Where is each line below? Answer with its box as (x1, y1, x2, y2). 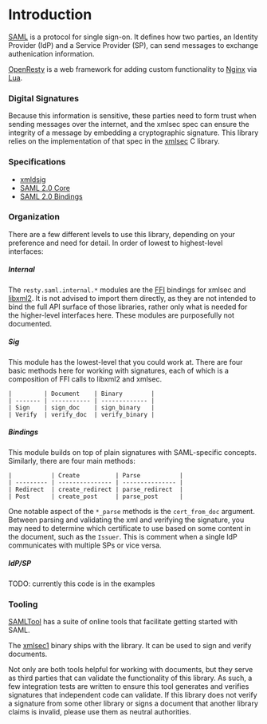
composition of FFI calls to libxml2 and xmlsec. (8, 374, 162, 384)
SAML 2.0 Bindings (19, 192, 83, 201)
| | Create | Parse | (8, 471, 183, 480)
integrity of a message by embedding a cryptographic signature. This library (8, 128, 259, 137)
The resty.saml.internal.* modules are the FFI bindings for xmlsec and (8, 285, 246, 295)
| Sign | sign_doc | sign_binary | (8, 403, 155, 412)
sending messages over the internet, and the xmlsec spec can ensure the (8, 120, 249, 129)
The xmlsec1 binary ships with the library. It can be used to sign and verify (8, 641, 252, 650)
